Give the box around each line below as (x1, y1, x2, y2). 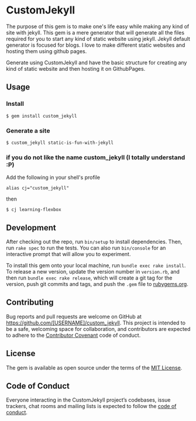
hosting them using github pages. (6, 47, 87, 54)
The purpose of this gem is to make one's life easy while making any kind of (6, 23, 190, 30)
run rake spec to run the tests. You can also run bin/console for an (6, 244, 166, 251)
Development (6, 223, 57, 233)
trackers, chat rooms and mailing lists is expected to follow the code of (6, 403, 177, 410)
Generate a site (6, 126, 50, 134)
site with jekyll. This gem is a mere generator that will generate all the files (6, 29, 185, 36)
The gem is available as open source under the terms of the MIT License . (6, 364, 183, 371)
